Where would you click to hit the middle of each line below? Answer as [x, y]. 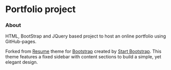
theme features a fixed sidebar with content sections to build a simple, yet [83, 57]
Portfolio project [40, 9]
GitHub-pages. [21, 42]
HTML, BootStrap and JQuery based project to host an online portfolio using [86, 36]
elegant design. [22, 62]
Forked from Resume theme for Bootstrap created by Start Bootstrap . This [83, 51]
